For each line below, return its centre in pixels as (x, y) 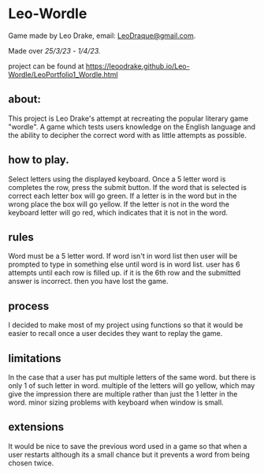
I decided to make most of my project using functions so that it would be (126, 325)
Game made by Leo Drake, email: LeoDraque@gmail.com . (102, 35)
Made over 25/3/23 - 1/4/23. (54, 50)
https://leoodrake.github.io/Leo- (138, 66)
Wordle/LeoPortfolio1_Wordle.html (63, 74)
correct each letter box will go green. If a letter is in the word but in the (123, 196)
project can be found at (46, 66)
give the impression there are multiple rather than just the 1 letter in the (123, 394)
